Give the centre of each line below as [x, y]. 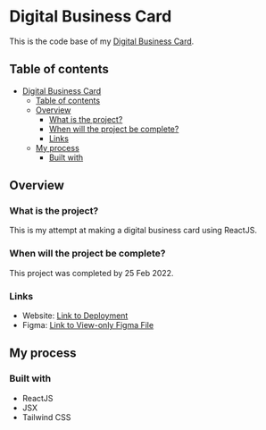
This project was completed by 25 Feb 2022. [91, 273]
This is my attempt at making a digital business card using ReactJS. [133, 231]
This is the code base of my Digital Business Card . [102, 41]
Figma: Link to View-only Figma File [88, 325]
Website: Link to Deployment [75, 316]
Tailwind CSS [46, 417]
